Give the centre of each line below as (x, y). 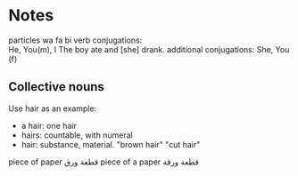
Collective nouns (56, 87)
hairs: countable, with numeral (77, 135)
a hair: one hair (49, 125)
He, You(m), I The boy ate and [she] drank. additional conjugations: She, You (149, 49)
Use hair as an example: (53, 108)
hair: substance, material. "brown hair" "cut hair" (111, 144)
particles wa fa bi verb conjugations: (75, 40)
